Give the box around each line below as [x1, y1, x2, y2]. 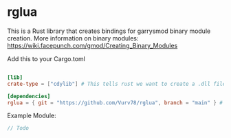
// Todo [7, 125, 30, 132]
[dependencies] [7, 93, 51, 100]
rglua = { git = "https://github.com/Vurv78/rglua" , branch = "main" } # [7, 99, 223, 106]
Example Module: [7, 111, 56, 120]
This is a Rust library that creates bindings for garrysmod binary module [7, 27, 211, 35]
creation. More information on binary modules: [7, 34, 139, 42]
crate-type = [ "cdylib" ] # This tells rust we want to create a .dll [7, 80, 211, 87]
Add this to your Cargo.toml [7, 54, 86, 62]
